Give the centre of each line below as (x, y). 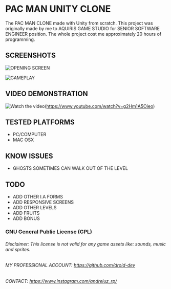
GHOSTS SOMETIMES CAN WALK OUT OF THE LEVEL (70, 168)
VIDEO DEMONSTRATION (47, 94)
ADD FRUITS (26, 213)
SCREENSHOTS (31, 55)
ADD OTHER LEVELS (35, 207)
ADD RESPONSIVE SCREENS (43, 202)
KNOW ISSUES (29, 156)
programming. (20, 39)
